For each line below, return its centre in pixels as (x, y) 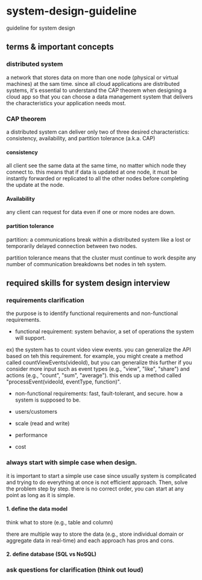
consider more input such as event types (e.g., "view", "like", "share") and (98, 369)
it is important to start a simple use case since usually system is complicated (101, 475)
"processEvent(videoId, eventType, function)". (64, 382)
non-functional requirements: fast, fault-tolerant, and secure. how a (99, 394)
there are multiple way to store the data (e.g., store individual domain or (95, 534)
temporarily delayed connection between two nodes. (72, 246)
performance (31, 435)
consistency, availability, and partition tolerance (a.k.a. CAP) (81, 138)
